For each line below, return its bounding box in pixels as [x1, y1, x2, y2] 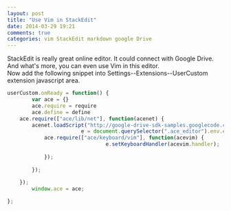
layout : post [7, 10, 45, 17]
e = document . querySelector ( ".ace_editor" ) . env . [80, 128, 223, 135]
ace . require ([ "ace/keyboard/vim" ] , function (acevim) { [43, 135, 205, 142]
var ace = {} [32, 96, 69, 103]
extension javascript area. [7, 76, 80, 85]
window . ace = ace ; [32, 186, 85, 192]
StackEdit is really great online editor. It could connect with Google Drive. [7, 54, 214, 63]
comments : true [7, 29, 51, 36]
